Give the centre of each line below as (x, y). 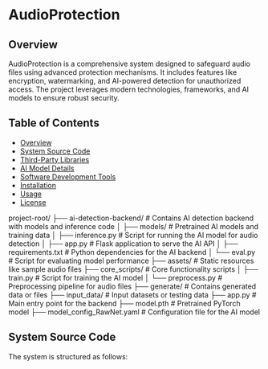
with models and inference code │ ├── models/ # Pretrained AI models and (134, 226)
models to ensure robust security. (64, 98)
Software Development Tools (68, 176)
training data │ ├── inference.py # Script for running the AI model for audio (133, 235)
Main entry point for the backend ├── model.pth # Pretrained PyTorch (124, 303)
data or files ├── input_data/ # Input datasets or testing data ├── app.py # (132, 294)
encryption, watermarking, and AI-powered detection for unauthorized (125, 81)
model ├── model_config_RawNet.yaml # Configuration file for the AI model (134, 312)
